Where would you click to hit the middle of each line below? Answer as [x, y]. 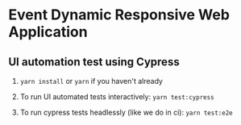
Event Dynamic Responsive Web [119, 15]
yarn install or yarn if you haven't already [91, 81]
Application [48, 32]
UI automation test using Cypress [94, 62]
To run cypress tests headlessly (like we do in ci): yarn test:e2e [126, 112]
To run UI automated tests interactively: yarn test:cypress [117, 97]
